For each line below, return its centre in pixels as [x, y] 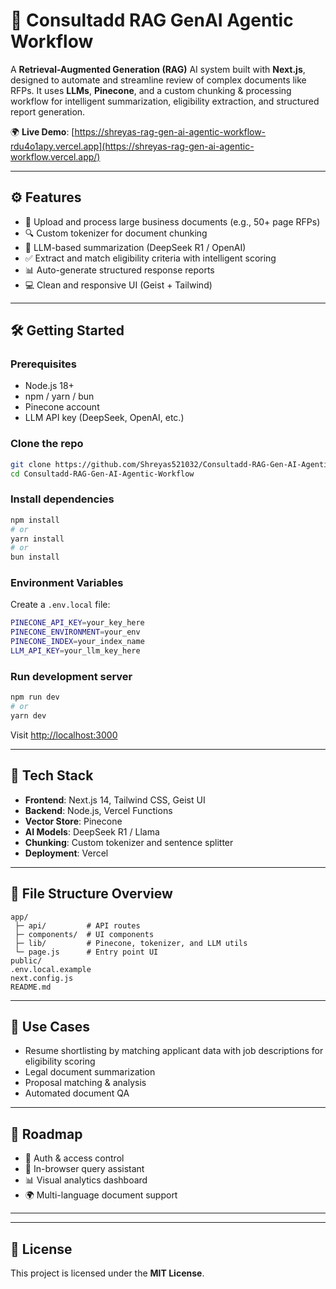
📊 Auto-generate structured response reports [119, 270]
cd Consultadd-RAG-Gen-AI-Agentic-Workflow [102, 474]
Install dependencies [62, 499]
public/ [26, 960]
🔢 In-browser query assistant [84, 1169]
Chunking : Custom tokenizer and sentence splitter [129, 842]
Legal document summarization [90, 1072]
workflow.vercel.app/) [55, 156]
